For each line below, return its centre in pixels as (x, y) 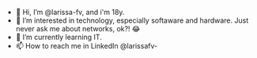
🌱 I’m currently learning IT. (59, 37)
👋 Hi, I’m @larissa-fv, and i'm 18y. (70, 12)
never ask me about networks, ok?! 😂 (78, 29)
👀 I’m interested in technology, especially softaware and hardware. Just (132, 20)
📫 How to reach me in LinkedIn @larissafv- (87, 46)
